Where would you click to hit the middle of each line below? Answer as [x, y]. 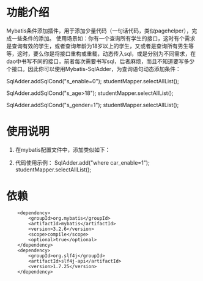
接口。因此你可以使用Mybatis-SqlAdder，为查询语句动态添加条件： [96, 69]
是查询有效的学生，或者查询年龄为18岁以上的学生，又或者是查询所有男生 [98, 46]
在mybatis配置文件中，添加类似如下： [63, 149]
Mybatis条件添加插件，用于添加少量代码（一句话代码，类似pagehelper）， [99, 31]
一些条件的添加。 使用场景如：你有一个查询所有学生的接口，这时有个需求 [103, 38]
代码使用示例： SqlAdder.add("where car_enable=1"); [82, 162]
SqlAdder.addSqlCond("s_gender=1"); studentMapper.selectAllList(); [93, 105]
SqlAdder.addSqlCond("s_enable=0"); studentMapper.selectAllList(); [93, 81]
